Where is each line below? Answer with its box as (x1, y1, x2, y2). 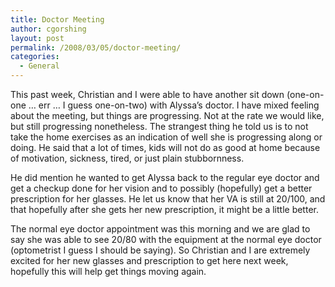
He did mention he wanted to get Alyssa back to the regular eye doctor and (10, 172, 320, 183)
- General (19, 61, 60, 71)
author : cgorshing (10, 24, 87, 34)
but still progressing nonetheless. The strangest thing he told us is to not (10, 121, 309, 132)
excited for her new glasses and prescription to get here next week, (10, 255, 289, 266)
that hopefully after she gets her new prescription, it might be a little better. (10, 204, 319, 215)
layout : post (10, 33, 65, 43)
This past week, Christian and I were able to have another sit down (10, 89, 285, 100)
